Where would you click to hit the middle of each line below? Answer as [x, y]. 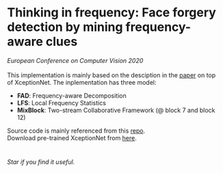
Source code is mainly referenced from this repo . [76, 131]
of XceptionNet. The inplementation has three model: [82, 82]
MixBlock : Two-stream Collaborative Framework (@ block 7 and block [116, 110]
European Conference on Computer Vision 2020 [75, 60]
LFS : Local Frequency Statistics [61, 103]
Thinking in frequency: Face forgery [112, 13]
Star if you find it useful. [41, 162]
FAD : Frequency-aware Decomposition [71, 95]
